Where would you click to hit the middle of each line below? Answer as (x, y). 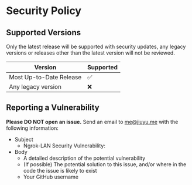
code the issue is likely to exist (60, 170)
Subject (24, 139)
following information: (32, 128)
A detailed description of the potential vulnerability (84, 158)
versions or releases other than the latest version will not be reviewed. (91, 53)
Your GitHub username (51, 177)
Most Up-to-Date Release (45, 77)
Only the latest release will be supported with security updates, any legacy (96, 46)
